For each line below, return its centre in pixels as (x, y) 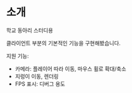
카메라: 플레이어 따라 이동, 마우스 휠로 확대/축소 (71, 69)
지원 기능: (17, 56)
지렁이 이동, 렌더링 (37, 76)
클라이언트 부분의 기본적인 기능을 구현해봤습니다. (64, 43)
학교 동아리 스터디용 (30, 30)
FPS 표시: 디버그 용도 (40, 84)
